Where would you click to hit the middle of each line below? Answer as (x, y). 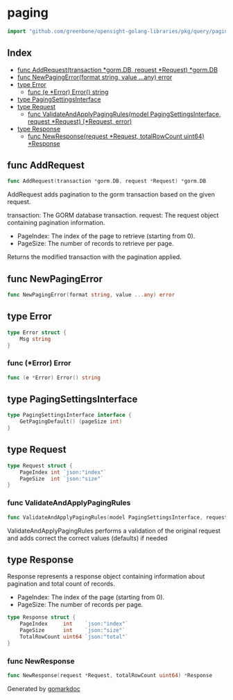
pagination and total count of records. (61, 584)
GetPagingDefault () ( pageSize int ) (71, 422)
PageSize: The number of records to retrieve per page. (95, 244)
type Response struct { (42, 617)
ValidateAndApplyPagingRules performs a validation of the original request (114, 531)
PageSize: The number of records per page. (80, 605)
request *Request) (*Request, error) (80, 121)
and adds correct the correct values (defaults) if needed (87, 538)
